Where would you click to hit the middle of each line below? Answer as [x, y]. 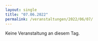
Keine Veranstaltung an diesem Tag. [42, 33]
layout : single [21, 10]
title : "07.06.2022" [27, 14]
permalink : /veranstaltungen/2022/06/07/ [49, 19]
